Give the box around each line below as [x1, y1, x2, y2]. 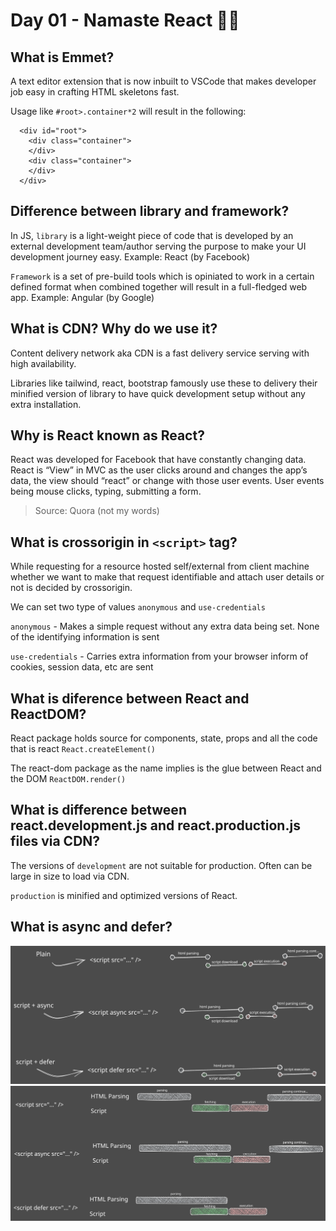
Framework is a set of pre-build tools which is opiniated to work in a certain [10, 270, 315, 282]
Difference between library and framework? [10, 203, 290, 220]
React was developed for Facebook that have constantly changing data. [10, 454, 307, 466]
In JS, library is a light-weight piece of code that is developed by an [10, 229, 294, 241]
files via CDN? [10, 833, 101, 850]
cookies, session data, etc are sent [10, 661, 154, 673]
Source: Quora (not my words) [34, 505, 160, 517]
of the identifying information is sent [10, 631, 160, 643]
